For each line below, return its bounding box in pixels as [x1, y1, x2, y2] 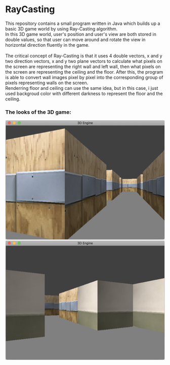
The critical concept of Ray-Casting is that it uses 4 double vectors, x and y [5, 52, 163, 59]
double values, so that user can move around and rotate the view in [5, 37, 146, 43]
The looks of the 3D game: [5, 108, 72, 115]
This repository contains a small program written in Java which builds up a [5, 20, 160, 26]
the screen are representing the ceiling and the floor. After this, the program [5, 69, 163, 75]
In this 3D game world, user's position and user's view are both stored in [5, 31, 157, 37]
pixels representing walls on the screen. [5, 80, 89, 86]
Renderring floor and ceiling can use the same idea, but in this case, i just [5, 85, 158, 91]
